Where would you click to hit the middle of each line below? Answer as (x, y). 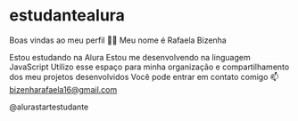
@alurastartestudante (49, 107)
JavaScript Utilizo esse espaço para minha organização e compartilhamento (149, 67)
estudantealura (67, 16)
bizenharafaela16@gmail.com (63, 89)
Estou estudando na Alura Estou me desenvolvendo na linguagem (130, 57)
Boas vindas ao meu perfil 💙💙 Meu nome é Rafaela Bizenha (118, 40)
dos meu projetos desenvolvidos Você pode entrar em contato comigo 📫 (144, 77)
